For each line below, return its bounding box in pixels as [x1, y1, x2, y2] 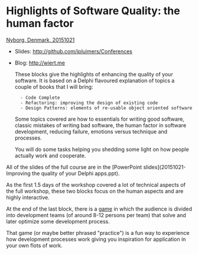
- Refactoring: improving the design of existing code [20, 99, 158, 106]
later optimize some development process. [6, 218, 111, 225]
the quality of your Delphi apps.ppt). [31, 170, 120, 177]
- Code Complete [20, 95, 60, 101]
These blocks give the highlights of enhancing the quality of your [14, 70, 173, 78]
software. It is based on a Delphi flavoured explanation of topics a [14, 77, 175, 84]
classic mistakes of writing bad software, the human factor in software [14, 121, 187, 128]
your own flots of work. [6, 241, 63, 249]
